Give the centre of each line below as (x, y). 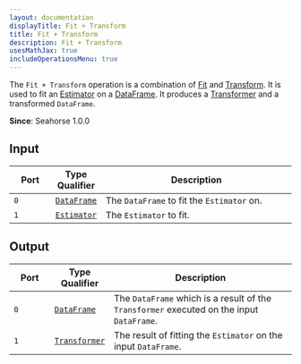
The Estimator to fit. (147, 215)
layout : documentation (52, 17)
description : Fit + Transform (66, 42)
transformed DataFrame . (52, 103)
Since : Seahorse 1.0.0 (50, 121)
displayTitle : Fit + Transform (68, 26)
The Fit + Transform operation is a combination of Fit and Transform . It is (145, 85)
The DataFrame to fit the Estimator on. (184, 200)
